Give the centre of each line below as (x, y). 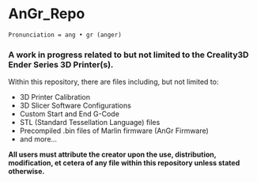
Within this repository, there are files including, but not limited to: (113, 82)
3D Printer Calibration (55, 97)
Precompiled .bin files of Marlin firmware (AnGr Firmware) (114, 131)
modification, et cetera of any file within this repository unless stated (124, 163)
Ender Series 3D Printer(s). (61, 64)
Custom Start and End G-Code (70, 114)
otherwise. (26, 172)
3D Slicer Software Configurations (76, 106)
